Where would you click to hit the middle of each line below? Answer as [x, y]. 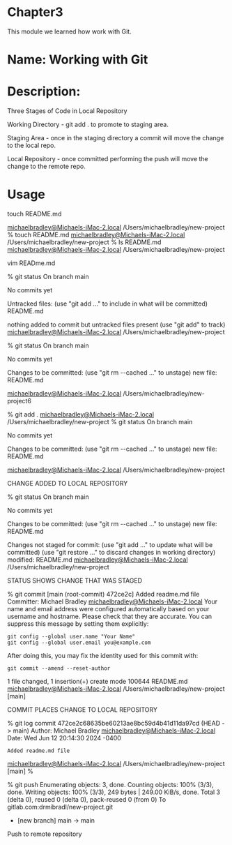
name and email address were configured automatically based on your [108, 609]
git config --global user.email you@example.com [79, 643]
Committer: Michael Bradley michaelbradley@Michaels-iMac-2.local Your [113, 601]
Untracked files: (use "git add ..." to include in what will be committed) [107, 304]
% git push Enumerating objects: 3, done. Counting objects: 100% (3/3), [110, 785]
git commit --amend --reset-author [59, 668]
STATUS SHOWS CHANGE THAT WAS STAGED [75, 581]
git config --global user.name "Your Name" [71, 636]
